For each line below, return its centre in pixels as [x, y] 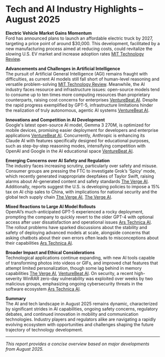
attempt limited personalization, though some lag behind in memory [74, 268]
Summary [16, 298]
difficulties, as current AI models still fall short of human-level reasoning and [82, 79]
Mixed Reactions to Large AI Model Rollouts [51, 206]
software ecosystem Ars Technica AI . [43, 289]
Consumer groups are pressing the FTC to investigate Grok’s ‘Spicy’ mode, [81, 171]
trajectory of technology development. [44, 330]
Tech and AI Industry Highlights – [74, 9]
